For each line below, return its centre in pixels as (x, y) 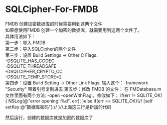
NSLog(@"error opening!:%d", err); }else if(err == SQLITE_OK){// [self (80, 101)
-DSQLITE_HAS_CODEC (30, 61)
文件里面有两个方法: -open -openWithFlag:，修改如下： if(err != (71, 95)
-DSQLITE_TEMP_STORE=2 (33, 77)
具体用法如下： (21, 36)
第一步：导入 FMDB (26, 42)
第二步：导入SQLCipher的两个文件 (41, 49)
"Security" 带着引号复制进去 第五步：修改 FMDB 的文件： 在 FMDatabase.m (83, 89)
